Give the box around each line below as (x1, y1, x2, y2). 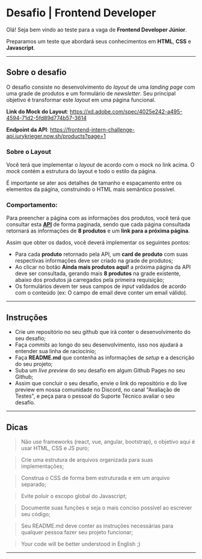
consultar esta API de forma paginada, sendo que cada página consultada (6, 221, 191, 228)
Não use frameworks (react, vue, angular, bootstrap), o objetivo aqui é (20, 438, 195, 445)
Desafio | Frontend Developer (6, 6, 156, 20)
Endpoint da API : (6, 126, 49, 133)
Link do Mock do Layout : (6, 107, 69, 115)
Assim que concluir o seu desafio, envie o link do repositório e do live (14, 380, 188, 387)
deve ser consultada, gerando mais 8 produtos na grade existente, (14, 270, 181, 277)
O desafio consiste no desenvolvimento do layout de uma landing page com (6, 83, 195, 91)
